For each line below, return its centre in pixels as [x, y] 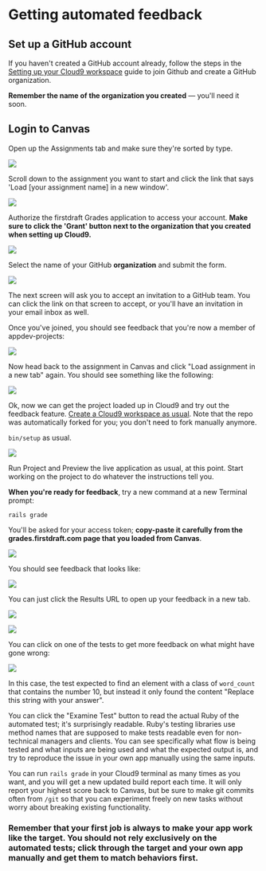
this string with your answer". [56, 700]
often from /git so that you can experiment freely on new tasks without [125, 798]
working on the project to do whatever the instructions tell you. [111, 477]
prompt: [21, 500]
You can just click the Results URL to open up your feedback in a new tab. [129, 598]
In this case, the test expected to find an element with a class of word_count [132, 683]
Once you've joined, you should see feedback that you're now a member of [132, 328]
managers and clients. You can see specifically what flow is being [148, 741]
